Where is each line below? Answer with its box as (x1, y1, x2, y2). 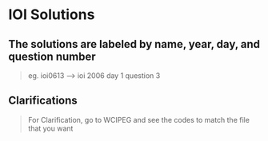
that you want (27, 123, 74, 133)
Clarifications (8, 94, 78, 108)
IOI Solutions (8, 6, 95, 24)
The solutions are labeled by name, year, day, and (8, 37, 261, 51)
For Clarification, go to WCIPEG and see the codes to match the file (27, 115, 250, 124)
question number (8, 49, 96, 63)
